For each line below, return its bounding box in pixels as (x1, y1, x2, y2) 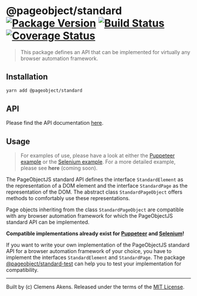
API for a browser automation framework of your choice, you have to (6, 248, 172, 255)
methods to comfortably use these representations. (6, 195, 130, 202)
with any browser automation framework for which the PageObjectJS (6, 212, 173, 219)
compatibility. (6, 267, 39, 274)
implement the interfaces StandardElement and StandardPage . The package (6, 254, 186, 261)
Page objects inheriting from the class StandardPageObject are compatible (6, 206, 184, 213)
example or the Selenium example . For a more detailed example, (20, 158, 176, 165)
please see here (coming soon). (20, 165, 98, 172)
